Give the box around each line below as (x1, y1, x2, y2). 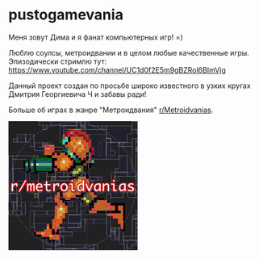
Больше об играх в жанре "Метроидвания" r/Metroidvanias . (8, 105, 214, 115)
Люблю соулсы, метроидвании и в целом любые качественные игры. (8, 48, 250, 57)
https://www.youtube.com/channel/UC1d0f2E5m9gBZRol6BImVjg (8, 65, 226, 74)
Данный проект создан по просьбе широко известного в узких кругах (8, 81, 252, 90)
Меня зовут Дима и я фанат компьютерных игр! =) (8, 32, 183, 42)
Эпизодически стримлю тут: (8, 56, 107, 66)
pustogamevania (8, 6, 123, 24)
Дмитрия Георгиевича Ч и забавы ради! (8, 89, 147, 98)
